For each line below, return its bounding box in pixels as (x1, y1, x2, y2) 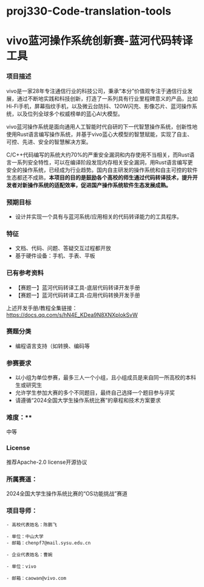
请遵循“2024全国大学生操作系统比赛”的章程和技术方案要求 (15, 396, 161, 404)
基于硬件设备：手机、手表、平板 (15, 252, 95, 259)
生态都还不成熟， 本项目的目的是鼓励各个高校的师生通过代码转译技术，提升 (6, 174, 192, 181)
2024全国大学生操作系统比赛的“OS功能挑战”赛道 (6, 490, 127, 497)
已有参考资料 (6, 269, 44, 277)
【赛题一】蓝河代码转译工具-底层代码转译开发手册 (15, 283, 141, 291)
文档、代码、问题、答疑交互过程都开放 (15, 245, 111, 252)
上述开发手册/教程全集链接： (6, 304, 78, 311)
